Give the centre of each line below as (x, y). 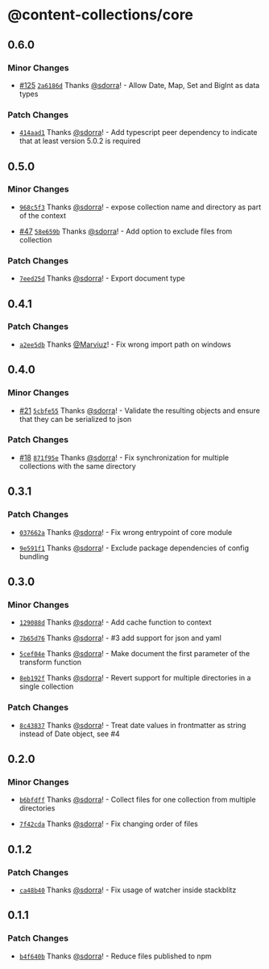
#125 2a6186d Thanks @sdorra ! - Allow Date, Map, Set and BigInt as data (139, 85)
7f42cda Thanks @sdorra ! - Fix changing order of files (108, 824)
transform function (50, 662)
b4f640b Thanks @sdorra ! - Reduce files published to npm (115, 956)
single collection (46, 687)
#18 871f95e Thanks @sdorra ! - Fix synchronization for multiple (124, 457)
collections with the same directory (77, 466)
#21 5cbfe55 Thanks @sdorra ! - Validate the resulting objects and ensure (140, 411)
